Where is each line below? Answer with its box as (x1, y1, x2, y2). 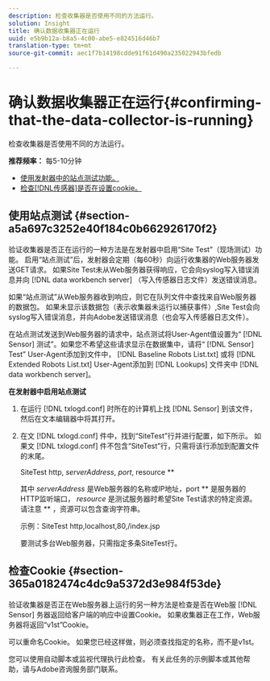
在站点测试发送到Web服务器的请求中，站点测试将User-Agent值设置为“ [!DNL (8, 329, 263, 338)
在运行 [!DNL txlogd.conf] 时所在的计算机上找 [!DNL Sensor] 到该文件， (19, 404, 257, 413)
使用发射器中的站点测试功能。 (19, 172, 119, 182)
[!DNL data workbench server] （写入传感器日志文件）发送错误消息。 (31, 275, 262, 284)
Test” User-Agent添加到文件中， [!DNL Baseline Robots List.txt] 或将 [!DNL (8, 349, 256, 359)
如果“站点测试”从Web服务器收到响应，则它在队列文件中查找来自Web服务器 (8, 292, 256, 301)
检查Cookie (8, 564, 66, 578)
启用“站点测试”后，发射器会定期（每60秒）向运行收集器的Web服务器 (23, 255, 252, 264)
